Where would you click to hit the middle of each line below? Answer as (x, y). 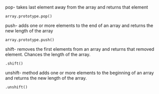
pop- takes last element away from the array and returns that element (77, 7)
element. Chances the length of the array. (48, 54)
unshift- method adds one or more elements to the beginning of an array (79, 73)
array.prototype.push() (30, 40)
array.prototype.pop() (29, 16)
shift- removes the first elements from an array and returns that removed (80, 49)
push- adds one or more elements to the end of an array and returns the (79, 25)
